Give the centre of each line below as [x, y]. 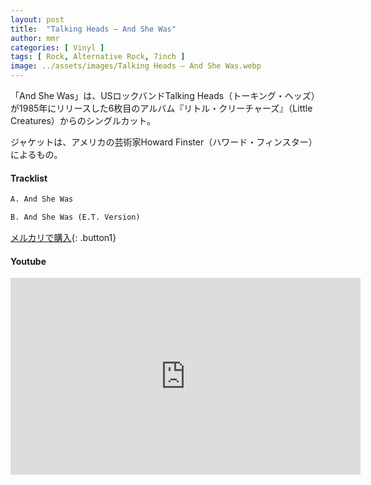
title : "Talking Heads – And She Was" [93, 29]
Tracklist [29, 178]
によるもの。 [36, 154]
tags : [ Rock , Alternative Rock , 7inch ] [98, 57]
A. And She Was [42, 199]
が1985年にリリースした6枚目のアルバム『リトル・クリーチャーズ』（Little [161, 108]
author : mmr [35, 38]
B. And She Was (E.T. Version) [75, 217]
